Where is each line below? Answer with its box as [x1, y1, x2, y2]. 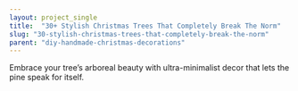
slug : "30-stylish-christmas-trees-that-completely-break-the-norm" [9, 29, 269, 38]
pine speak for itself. [9, 72, 85, 83]
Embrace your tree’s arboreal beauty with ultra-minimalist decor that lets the [9, 62, 290, 73]
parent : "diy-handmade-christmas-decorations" [9, 37, 186, 47]
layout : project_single [9, 12, 98, 22]
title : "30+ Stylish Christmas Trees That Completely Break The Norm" [9, 21, 281, 30]
